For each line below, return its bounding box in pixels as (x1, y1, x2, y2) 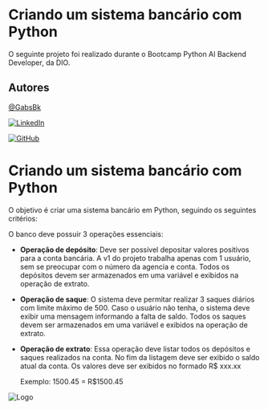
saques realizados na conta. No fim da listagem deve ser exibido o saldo (19, 352, 260, 362)
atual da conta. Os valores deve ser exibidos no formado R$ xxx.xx (19, 361, 242, 371)
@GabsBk (8, 102, 42, 112)
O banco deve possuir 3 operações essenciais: (8, 229, 164, 238)
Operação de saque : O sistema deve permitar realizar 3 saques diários (19, 294, 255, 304)
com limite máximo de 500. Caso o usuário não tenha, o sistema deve (19, 302, 250, 312)
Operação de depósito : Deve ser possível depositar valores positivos (19, 245, 250, 254)
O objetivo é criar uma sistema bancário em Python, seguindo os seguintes (8, 205, 257, 214)
